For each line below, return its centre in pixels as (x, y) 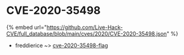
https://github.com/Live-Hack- (85, 27)
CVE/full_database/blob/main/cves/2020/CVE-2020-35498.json (87, 33)
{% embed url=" (27, 27)
